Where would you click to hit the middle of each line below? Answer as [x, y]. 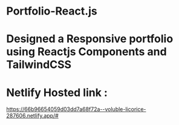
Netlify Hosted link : [57, 93]
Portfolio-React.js [52, 11]
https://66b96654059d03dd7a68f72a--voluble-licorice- [76, 109]
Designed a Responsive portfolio [90, 39]
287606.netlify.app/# [32, 116]
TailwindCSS [39, 65]
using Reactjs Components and [87, 52]
